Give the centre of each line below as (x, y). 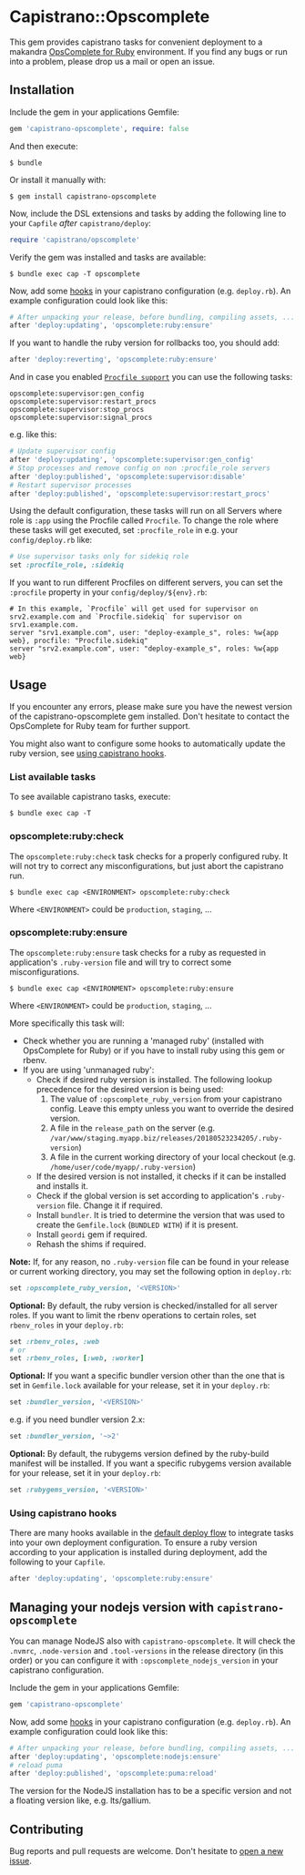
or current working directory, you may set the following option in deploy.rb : (151, 1271)
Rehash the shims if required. (91, 1244)
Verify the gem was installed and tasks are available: (108, 257)
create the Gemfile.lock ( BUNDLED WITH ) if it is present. (137, 1224)
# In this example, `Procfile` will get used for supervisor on (134, 609)
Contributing (46, 1829)
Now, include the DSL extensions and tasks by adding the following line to (148, 213)
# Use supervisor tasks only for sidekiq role (99, 557)
